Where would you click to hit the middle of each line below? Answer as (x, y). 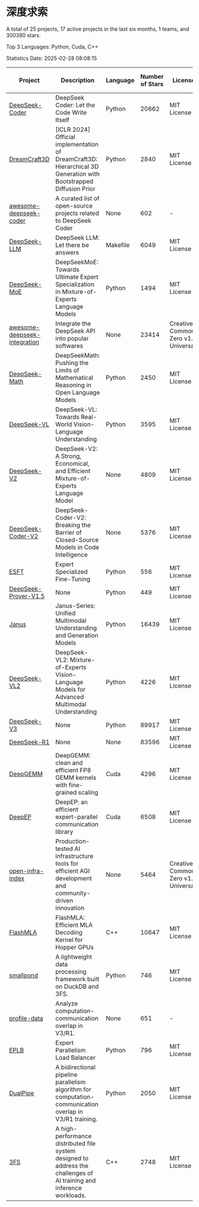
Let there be (72, 245)
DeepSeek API (76, 331)
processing (71, 971)
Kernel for (69, 940)
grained (66, 792)
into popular (72, 338)
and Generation (77, 635)
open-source (74, 206)
